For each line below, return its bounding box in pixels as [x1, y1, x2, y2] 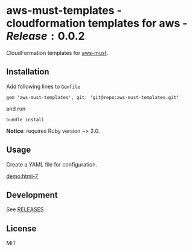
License [6, 223, 37, 234]
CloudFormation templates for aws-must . [6, 49, 109, 56]
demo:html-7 [6, 173, 38, 180]
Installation [6, 67, 49, 77]
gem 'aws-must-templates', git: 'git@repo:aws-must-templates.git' [6, 94, 180, 100]
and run [6, 105, 26, 112]
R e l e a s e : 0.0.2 [6, 30, 86, 43]
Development [6, 189, 59, 200]
